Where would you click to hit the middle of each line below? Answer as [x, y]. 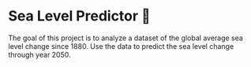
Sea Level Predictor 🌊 [80, 16]
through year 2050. [39, 54]
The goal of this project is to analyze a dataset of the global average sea [126, 38]
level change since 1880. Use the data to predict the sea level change [121, 46]
